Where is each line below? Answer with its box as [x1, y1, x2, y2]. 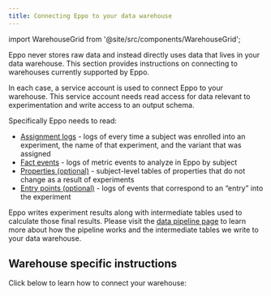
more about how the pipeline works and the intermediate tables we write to [8, 225, 260, 234]
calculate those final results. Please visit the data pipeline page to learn [8, 216, 247, 225]
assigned [19, 148, 51, 158]
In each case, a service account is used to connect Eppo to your [8, 83, 224, 92]
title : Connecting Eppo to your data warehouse [8, 11, 173, 20]
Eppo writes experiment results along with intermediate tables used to [8, 208, 243, 217]
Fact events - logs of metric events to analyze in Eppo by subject [19, 157, 238, 167]
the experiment [19, 191, 71, 201]
